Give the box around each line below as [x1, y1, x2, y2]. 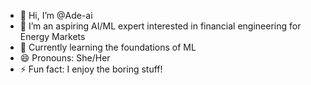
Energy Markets [19, 31, 86, 42]
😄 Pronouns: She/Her [19, 52, 111, 64]
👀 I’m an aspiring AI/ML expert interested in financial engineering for [19, 20, 302, 32]
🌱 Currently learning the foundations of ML [19, 41, 197, 53]
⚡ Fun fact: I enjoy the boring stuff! [19, 63, 163, 75]
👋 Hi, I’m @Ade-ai [19, 10, 93, 21]
